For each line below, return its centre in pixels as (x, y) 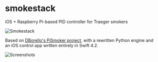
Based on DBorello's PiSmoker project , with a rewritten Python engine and (79, 40)
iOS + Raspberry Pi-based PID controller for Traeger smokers (66, 22)
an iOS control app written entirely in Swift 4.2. (52, 45)
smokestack (30, 8)
